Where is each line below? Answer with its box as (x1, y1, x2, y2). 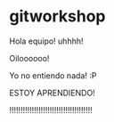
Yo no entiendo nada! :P (9, 69, 97, 81)
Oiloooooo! (9, 53, 50, 63)
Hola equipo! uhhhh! (9, 36, 84, 46)
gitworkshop (9, 6, 106, 27)
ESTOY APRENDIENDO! (9, 87, 95, 98)
